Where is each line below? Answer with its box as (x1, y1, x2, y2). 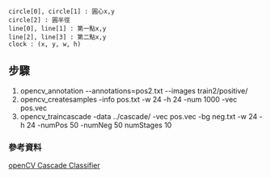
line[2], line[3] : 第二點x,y (8, 33, 107, 41)
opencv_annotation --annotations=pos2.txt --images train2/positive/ (19, 85, 248, 95)
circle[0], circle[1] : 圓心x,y (8, 7, 115, 15)
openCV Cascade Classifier (8, 160, 101, 171)
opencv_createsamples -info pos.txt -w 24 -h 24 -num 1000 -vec (19, 94, 238, 104)
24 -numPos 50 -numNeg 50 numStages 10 (27, 120, 172, 130)
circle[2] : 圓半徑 (8, 16, 70, 24)
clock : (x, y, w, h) (8, 40, 82, 48)
